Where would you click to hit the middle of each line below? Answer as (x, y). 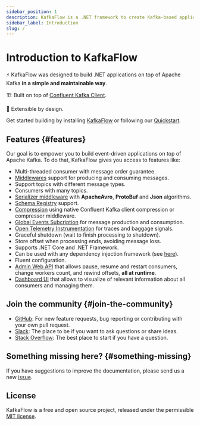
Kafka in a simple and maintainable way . (57, 83)
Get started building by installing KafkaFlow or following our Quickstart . (94, 120)
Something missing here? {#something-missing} (99, 356)
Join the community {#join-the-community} (90, 304)
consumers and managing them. (54, 286)
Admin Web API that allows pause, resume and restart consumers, (96, 266)
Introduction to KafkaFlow (72, 58)
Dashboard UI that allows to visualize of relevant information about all (100, 279)
